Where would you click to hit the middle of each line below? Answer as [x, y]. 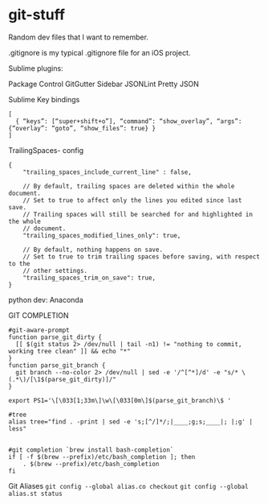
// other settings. [55, 271]
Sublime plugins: [36, 68]
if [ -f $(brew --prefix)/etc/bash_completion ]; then [102, 456]
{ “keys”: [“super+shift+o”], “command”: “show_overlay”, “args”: [129, 121]
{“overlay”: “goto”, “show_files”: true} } [82, 128]
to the [19, 263]
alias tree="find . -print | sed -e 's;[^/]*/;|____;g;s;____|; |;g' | [130, 421]
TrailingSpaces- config [46, 150]
